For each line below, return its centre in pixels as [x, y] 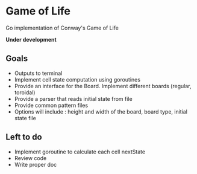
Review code [30, 158]
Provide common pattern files [51, 105]
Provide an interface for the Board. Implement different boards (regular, [103, 86]
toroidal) [25, 92]
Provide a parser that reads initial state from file [73, 98]
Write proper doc [36, 164]
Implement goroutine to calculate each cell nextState [80, 152]
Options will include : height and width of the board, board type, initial [101, 111]
